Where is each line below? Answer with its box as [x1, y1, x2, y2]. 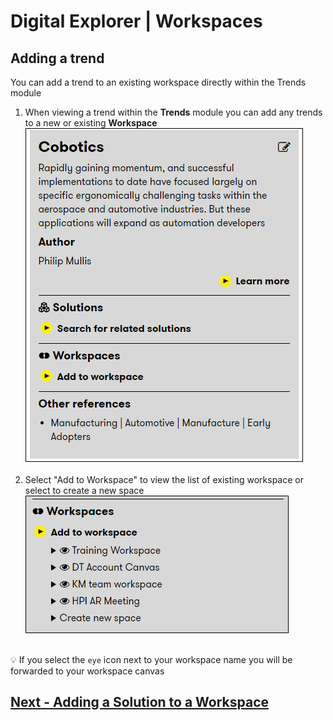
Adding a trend [10, 50, 105, 67]
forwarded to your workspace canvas [10, 665, 165, 677]
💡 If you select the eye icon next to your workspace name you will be [10, 654, 293, 665]
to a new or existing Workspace [24, 117, 158, 129]
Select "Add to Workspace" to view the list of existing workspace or [24, 474, 304, 485]
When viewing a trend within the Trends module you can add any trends [24, 106, 323, 118]
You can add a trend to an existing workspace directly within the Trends [10, 76, 307, 88]
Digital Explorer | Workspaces [10, 10, 263, 33]
